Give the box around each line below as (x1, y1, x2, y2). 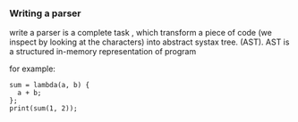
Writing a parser (9, 7, 81, 20)
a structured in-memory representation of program (9, 46, 197, 57)
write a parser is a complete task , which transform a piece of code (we (9, 28, 273, 38)
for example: (9, 63, 56, 74)
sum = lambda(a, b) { (9, 81, 90, 90)
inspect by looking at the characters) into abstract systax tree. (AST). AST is (9, 37, 290, 47)
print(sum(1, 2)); (9, 104, 78, 113)
